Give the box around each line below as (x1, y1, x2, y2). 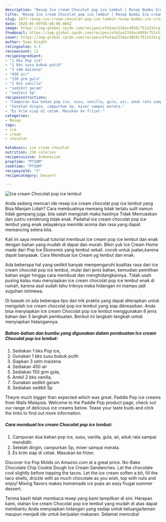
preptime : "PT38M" (5, 159, 43, 164)
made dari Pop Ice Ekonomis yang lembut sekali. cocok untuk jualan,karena (5, 247, 159, 253)
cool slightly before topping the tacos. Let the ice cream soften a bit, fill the (5, 470, 158, 476)
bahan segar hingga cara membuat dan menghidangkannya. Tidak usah (5, 272, 152, 278)
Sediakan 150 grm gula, (12, 369, 60, 375)
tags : (5, 122, 16, 127)
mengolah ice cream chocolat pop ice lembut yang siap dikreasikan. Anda (5, 303, 156, 309)
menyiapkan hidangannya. (5, 319, 59, 325)
